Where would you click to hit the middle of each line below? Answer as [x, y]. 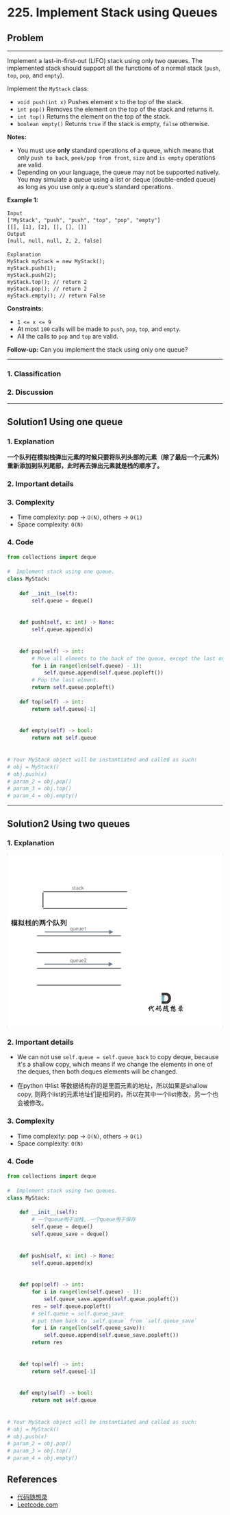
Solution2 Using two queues [68, 824]
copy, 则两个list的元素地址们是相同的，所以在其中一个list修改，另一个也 [118, 1094]
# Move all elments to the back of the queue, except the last [124, 658]
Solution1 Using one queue [65, 422]
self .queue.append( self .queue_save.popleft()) [111, 1335]
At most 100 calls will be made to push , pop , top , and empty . [99, 329]
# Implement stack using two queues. [62, 1191]
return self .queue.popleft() [73, 688]
